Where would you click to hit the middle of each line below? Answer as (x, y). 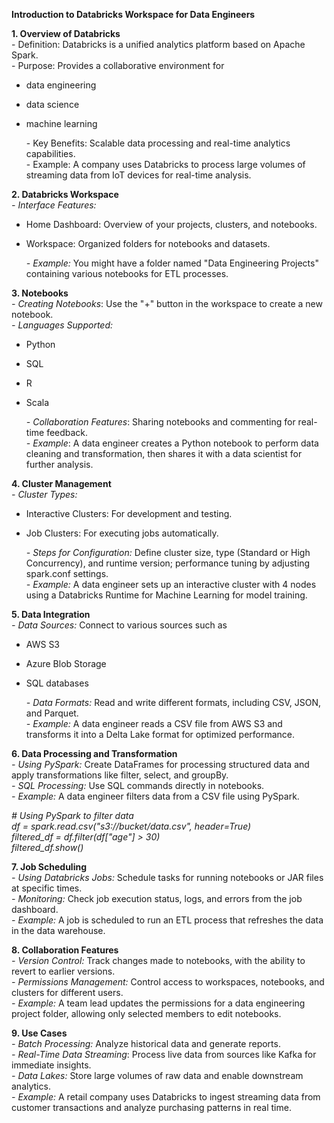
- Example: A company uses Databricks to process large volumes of (165, 164)
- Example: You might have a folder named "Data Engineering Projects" (172, 263)
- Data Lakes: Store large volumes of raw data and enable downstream (157, 1075)
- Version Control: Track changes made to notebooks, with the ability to (158, 960)
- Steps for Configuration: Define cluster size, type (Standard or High (168, 552)
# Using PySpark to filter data (72, 815)
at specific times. (47, 888)
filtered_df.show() (47, 847)
